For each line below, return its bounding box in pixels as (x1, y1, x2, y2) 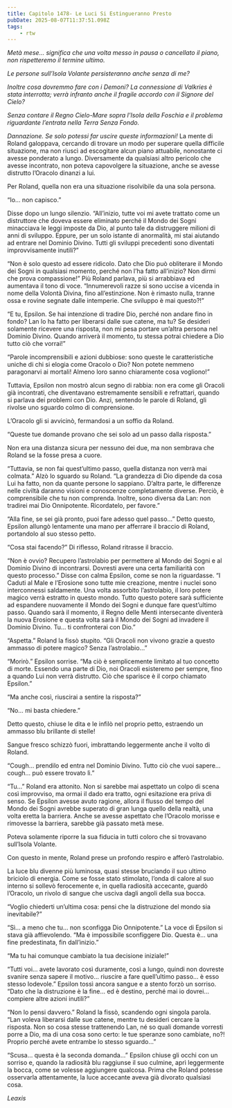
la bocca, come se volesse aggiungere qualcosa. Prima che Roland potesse (7, 1066, 223, 1074)
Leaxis (7, 1094, 26, 1102)
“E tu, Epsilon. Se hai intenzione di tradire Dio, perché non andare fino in (7, 310, 213, 318)
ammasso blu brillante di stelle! (7, 727, 96, 736)
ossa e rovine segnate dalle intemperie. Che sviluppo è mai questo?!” (7, 297, 204, 305)
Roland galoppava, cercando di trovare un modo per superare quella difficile (7, 140, 225, 148)
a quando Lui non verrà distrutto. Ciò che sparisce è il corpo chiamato (7, 672, 206, 681)
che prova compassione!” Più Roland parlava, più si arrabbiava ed (7, 274, 195, 283)
